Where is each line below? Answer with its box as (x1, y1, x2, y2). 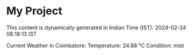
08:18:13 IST (6, 30, 37, 37)
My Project (6, 4, 63, 18)
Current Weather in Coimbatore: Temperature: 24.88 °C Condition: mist (6, 42, 184, 49)
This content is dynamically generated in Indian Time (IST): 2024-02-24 (6, 24, 187, 31)
